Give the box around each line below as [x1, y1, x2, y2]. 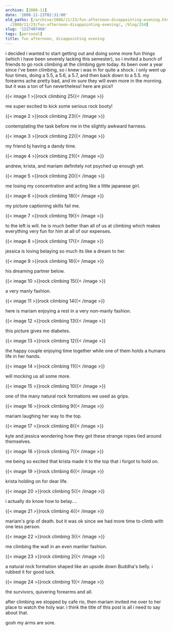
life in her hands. [5, 353, 41, 359]
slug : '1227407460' [5, 27, 47, 32]
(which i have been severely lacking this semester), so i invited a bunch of [5, 56, 162, 62]
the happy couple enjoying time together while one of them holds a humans [5, 348, 166, 354]
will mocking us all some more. [5, 373, 71, 379]
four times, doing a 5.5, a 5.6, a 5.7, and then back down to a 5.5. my [5, 72, 149, 78]
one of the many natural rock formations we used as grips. [5, 393, 130, 399]
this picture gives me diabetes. [5, 328, 71, 334]
